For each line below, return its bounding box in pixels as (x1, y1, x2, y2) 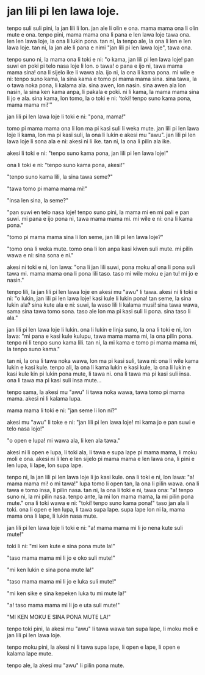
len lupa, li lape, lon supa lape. (7, 462, 83, 469)
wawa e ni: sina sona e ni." (7, 251, 74, 259)
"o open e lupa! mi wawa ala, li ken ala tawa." (7, 437, 121, 444)
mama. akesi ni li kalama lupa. (7, 395, 82, 402)
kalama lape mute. (7, 649, 53, 657)
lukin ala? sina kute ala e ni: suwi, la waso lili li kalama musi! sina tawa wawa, (7, 301, 200, 309)
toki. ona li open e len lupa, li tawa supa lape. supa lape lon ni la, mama (7, 505, 185, 513)
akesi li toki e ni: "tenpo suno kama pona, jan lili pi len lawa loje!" (7, 149, 168, 157)
